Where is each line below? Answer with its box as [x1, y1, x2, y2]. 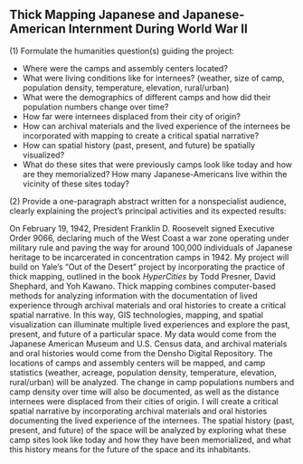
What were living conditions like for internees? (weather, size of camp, [22, 72, 285, 83]
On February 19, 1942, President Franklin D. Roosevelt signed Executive [9, 223, 275, 233]
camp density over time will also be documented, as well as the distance [9, 386, 279, 397]
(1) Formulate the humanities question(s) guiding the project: [9, 45, 235, 56]
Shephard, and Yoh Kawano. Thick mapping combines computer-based [9, 280, 276, 291]
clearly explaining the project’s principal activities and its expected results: [9, 205, 287, 216]
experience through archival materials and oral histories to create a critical [9, 299, 287, 310]
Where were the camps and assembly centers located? [22, 62, 229, 73]
